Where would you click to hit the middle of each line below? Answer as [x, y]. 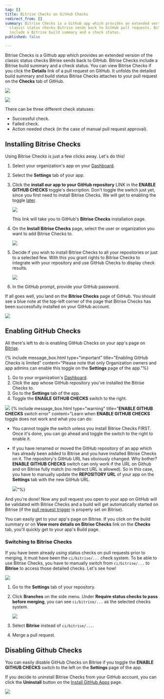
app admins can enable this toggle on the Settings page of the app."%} [77, 368]
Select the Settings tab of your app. [48, 175]
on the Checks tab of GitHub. [35, 81]
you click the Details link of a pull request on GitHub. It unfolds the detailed [81, 71]
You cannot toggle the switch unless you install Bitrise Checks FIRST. [82, 428]
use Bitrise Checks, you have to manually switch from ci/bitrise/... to [77, 563]
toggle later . [24, 200]
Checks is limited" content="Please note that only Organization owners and [81, 362]
